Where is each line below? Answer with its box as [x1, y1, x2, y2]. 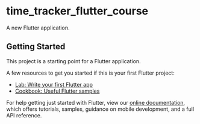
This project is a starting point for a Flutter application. [6, 57, 141, 64]
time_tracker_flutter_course [6, 4, 149, 18]
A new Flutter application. [6, 24, 70, 31]
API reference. [6, 111, 42, 119]
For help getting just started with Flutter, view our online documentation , [6, 99, 186, 106]
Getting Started [6, 42, 66, 52]
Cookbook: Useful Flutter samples [14, 87, 100, 95]
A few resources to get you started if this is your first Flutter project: [6, 69, 175, 76]
